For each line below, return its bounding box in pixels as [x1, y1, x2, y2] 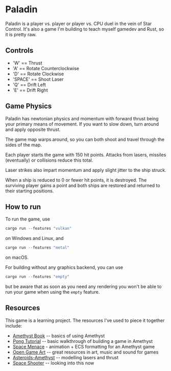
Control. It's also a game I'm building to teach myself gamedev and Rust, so [5, 26, 164, 32]
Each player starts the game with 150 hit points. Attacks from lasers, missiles [5, 151, 166, 158]
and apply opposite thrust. [5, 126, 61, 133]
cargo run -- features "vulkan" [5, 226, 72, 231]
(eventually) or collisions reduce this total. [5, 157, 93, 163]
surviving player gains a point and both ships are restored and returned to [5, 182, 160, 188]
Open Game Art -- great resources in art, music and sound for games [12, 349, 159, 355]
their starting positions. [5, 188, 54, 194]
